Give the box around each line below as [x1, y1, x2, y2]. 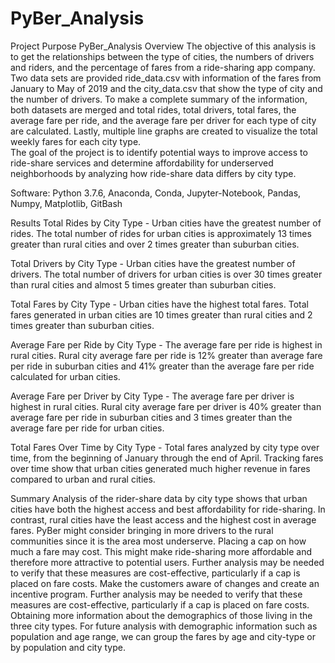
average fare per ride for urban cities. [10, 422, 165, 434]
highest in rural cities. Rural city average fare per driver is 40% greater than [10, 400, 322, 412]
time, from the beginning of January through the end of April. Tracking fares [10, 452, 324, 464]
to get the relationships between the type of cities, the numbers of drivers [10, 50, 315, 62]
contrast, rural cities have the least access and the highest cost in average [10, 513, 317, 526]
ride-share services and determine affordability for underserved [10, 157, 274, 169]
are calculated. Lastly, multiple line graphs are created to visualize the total [10, 125, 318, 137]
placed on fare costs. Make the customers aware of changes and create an [10, 577, 320, 589]
